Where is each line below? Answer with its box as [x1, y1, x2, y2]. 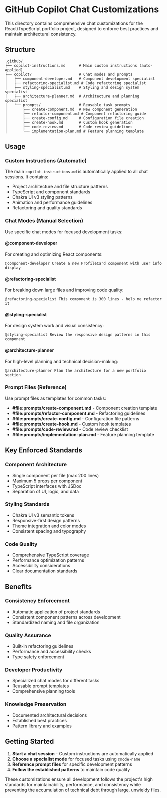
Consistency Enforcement [5, 597, 70, 604]
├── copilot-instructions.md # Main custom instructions [5, 63, 137, 68]
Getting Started [5, 737, 54, 746]
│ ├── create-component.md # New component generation [5, 107, 137, 112]
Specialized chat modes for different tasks [12, 678, 100, 684]
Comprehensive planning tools [12, 688, 76, 694]
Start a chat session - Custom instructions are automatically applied [12, 750, 154, 756]
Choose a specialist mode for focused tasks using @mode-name [12, 756, 141, 762]
